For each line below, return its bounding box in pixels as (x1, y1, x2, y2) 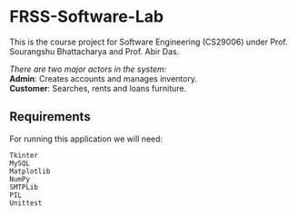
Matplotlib (9, 166, 51, 176)
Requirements (9, 109, 91, 124)
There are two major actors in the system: (9, 64, 167, 74)
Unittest (9, 198, 43, 208)
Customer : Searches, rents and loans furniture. (9, 83, 187, 93)
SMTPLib (9, 182, 39, 191)
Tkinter (9, 151, 39, 160)
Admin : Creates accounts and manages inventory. (9, 73, 198, 83)
